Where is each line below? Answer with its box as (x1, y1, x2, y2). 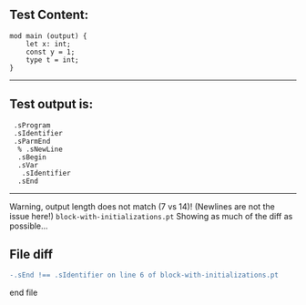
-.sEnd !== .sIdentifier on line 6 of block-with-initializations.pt (9, 270, 280, 280)
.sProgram (13, 120, 51, 130)
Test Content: (9, 7, 89, 23)
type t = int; (25, 55, 79, 65)
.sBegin (17, 152, 47, 162)
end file (9, 287, 38, 299)
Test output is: (9, 97, 94, 112)
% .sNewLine (17, 145, 64, 154)
